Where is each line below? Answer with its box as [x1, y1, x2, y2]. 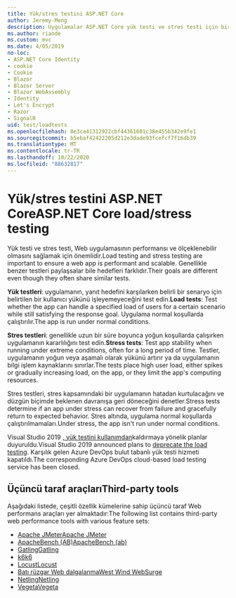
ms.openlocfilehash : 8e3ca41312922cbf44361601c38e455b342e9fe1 [7, 128, 197, 135]
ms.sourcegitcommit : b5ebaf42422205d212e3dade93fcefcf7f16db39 [7, 134, 197, 141]
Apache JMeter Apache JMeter [17, 530, 107, 538]
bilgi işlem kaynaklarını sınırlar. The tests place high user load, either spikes [7, 360, 223, 369]
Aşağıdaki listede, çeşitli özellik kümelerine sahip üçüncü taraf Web [7, 502, 202, 510]
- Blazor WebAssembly [7, 89, 71, 96]
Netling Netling [17, 575, 60, 583]
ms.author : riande [7, 30, 61, 37]
